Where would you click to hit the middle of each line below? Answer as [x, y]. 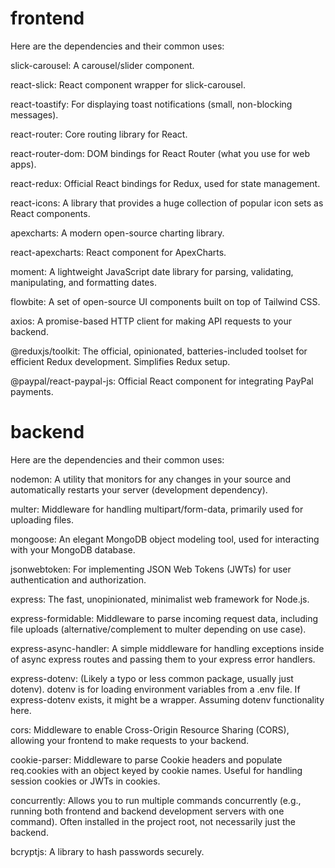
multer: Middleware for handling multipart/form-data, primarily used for [157, 509]
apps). [23, 164]
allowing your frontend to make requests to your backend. [130, 740]
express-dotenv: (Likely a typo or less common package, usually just [152, 678]
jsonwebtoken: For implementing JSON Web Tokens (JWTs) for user [151, 569]
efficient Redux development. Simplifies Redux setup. [120, 361]
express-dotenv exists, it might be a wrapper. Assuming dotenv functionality [167, 699]
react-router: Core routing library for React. [99, 134]
